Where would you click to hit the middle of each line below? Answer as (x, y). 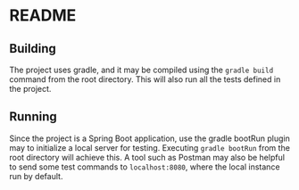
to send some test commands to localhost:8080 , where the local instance (145, 167)
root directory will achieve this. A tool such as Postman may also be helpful (147, 157)
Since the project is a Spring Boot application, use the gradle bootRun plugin (149, 138)
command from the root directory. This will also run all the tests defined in (145, 79)
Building (33, 49)
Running (33, 117)
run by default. (36, 176)
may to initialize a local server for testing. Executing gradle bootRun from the (149, 147)
